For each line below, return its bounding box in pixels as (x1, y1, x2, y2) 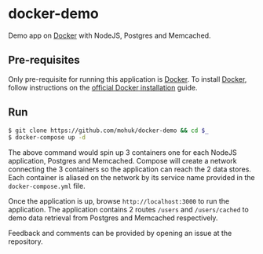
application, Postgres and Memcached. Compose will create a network (8, 156, 237, 166)
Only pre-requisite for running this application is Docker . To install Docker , (8, 74, 247, 83)
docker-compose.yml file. (8, 182, 86, 191)
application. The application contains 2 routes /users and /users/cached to (8, 205, 249, 215)
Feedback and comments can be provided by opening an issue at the (8, 229, 232, 238)
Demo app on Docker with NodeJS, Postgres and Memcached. (8, 31, 211, 40)
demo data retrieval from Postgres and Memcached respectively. (8, 213, 218, 223)
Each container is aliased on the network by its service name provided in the (8, 173, 255, 182)
